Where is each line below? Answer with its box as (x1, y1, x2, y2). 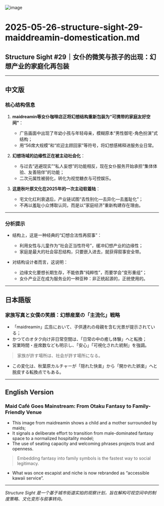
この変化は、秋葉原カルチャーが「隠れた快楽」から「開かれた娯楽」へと (12, 363, 158, 369)
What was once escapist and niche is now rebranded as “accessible (12, 470, 150, 476)
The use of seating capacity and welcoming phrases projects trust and (12, 440, 155, 447)
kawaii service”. (12, 475, 44, 481)
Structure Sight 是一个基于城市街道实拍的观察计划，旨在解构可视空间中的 (5, 490, 152, 496)
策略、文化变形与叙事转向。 (9, 496, 65, 502)
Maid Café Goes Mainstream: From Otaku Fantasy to (5, 402, 132, 409)
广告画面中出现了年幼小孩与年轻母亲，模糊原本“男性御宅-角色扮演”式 (19, 130, 158, 136)
